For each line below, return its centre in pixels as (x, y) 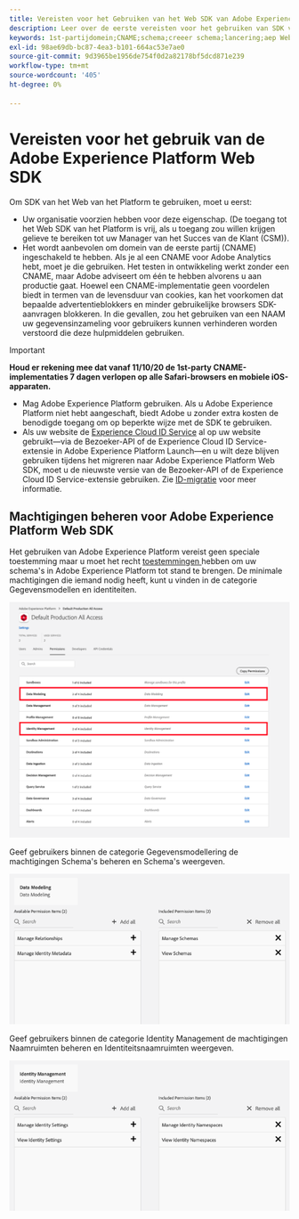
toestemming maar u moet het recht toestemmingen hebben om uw (133, 561)
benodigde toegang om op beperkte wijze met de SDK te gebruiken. (147, 422)
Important (27, 350)
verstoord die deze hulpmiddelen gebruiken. (103, 332)
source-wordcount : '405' (55, 76)
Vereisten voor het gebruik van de (137, 139)
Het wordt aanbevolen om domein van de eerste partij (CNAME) (139, 247)
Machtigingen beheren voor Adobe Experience (141, 516)
